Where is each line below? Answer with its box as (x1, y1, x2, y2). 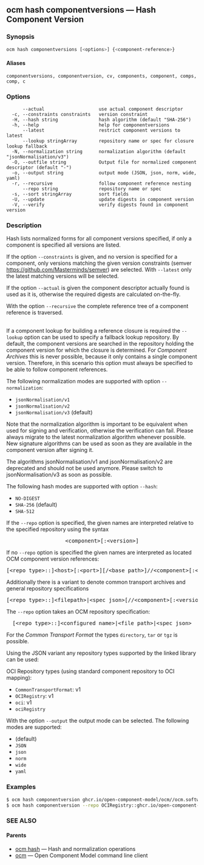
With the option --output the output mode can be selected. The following (6, 717, 189, 725)
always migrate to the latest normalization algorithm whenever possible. (6, 434, 186, 441)
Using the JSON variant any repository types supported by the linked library (6, 649, 196, 657)
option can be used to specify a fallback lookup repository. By (24, 333, 179, 341)
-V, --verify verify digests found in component (12, 202, 189, 208)
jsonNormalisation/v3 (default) (15, 409, 93, 416)
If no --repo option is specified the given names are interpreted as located (6, 549, 192, 556)
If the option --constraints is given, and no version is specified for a (6, 253, 178, 261)
